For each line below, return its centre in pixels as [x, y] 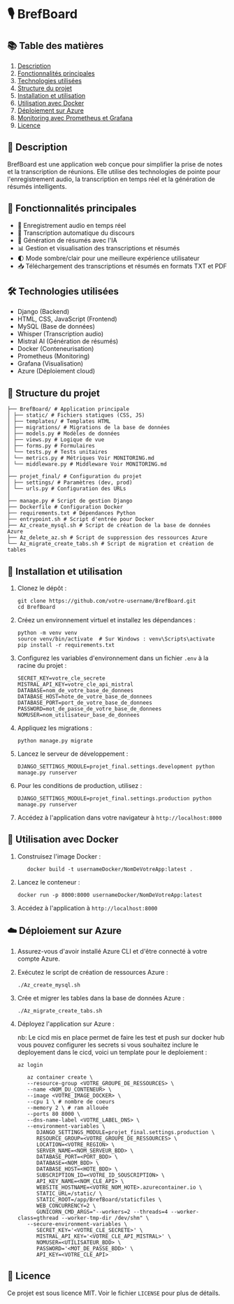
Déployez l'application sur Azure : [66, 1024]
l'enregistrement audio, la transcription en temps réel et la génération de [111, 179]
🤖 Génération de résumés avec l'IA [67, 240]
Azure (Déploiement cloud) [56, 371]
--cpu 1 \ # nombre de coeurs [71, 1102]
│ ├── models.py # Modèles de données [64, 434]
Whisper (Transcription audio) [60, 334]
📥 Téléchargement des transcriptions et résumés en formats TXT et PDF [122, 266]
